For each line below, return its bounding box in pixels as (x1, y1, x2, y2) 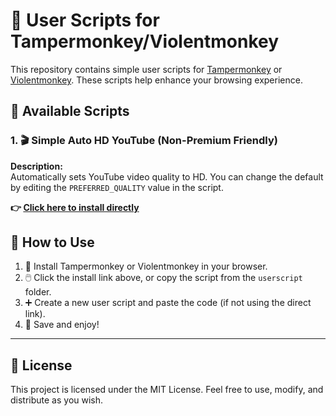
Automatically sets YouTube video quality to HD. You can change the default (10, 170, 324, 183)
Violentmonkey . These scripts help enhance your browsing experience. (10, 74, 303, 86)
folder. (24, 286, 52, 298)
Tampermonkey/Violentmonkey (10, 30, 280, 53)
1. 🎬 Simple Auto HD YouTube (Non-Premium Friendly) (10, 134, 278, 148)
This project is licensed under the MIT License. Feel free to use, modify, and (10, 384, 324, 396)
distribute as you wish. (10, 394, 104, 406)
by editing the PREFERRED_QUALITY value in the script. (10, 181, 224, 193)
